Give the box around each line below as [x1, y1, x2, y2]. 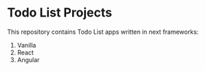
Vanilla [17, 41, 36, 49]
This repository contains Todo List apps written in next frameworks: [7, 28, 199, 36]
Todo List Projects [7, 5, 112, 21]
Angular [17, 55, 40, 63]
